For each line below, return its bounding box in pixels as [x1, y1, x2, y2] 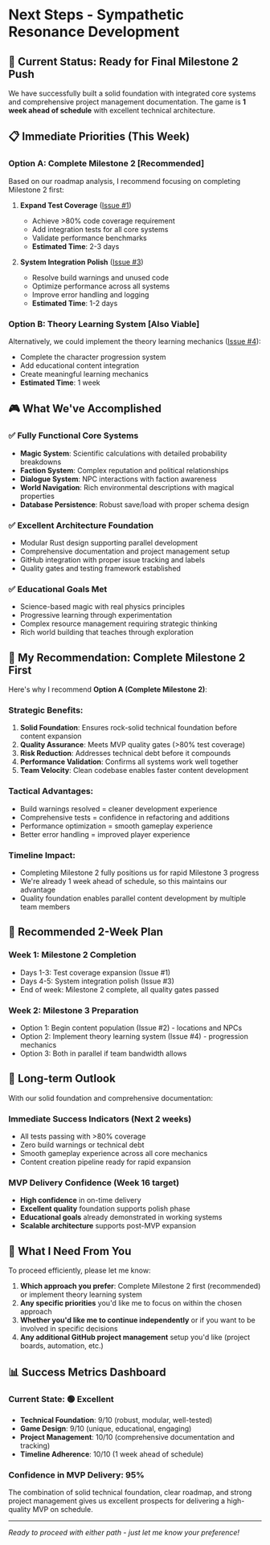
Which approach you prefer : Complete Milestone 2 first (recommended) [19, 1281, 261, 1291]
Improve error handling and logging [31, 289, 149, 299]
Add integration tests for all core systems [31, 224, 169, 234]
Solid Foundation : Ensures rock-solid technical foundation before [19, 723, 237, 733]
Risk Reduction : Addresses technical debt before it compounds [19, 749, 231, 758]
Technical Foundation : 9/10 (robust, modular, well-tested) [19, 1415, 213, 1424]
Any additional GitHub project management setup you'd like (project [19, 1332, 251, 1343]
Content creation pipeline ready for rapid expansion [19, 1157, 191, 1167]
